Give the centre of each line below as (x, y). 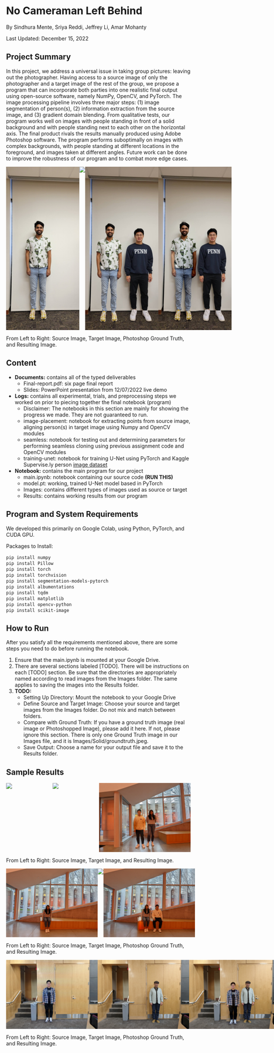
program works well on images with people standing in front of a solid (90, 121)
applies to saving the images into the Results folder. (77, 685)
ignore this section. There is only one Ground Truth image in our (100, 735)
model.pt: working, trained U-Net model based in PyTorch (93, 483)
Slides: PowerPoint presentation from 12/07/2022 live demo (95, 389)
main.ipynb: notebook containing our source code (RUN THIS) (98, 477)
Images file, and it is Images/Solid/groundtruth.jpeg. (86, 741)
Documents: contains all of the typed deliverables (75, 377)
